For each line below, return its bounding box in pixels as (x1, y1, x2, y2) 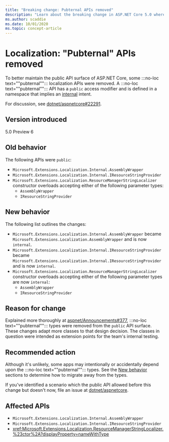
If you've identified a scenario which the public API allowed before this (5, 382, 151, 388)
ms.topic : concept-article (5, 26, 62, 31)
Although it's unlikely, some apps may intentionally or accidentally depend (5, 362, 159, 368)
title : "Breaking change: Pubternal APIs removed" (5, 7, 114, 13)
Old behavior (5, 143, 47, 152)
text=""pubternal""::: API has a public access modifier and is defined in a (5, 86, 157, 92)
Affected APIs (5, 402, 50, 410)
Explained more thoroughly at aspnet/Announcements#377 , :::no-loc (5, 317, 147, 323)
